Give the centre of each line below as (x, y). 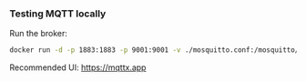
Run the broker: (39, 34)
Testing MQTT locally (58, 14)
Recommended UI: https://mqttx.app (78, 67)
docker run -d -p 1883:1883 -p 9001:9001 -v (95, 50)
